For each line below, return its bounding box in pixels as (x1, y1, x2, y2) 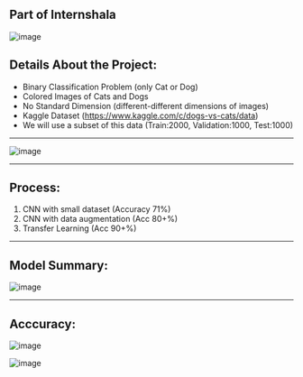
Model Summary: (9, 257, 108, 273)
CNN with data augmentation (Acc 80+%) (22, 214, 179, 225)
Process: (9, 180, 60, 196)
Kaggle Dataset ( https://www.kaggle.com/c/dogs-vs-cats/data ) (22, 110, 259, 121)
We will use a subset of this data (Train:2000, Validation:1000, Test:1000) (22, 119, 294, 130)
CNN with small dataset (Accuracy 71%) (22, 204, 171, 215)
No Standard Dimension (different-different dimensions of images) (22, 100, 269, 111)
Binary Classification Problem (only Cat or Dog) (22, 81, 198, 92)
